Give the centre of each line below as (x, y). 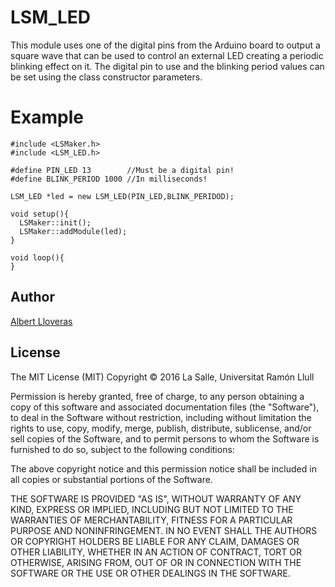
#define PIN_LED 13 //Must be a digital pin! (122, 170)
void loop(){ (37, 257)
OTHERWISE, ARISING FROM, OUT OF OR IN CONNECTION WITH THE (156, 562)
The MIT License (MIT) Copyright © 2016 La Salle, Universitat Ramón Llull (162, 377)
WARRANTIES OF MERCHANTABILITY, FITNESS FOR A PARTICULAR (151, 520)
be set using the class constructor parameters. (106, 77)
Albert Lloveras (41, 321)
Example (47, 117)
